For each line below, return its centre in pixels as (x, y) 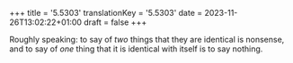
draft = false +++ (115, 22)
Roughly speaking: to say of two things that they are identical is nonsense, (147, 39)
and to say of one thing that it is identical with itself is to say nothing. (136, 49)
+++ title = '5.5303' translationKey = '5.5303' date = (106, 13)
